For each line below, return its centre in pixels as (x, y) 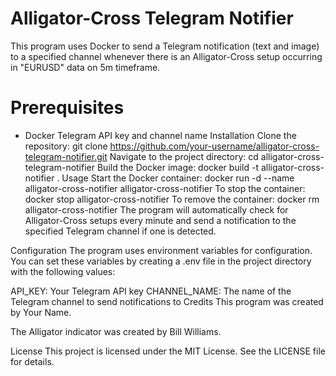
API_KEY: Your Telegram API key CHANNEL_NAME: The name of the (151, 291)
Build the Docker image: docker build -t (177, 167)
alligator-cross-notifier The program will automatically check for (156, 209)
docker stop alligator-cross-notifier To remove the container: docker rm (172, 199)
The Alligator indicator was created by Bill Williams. (116, 331)
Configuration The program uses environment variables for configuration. (161, 250)
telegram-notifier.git (66, 156)
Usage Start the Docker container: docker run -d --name (178, 178)
